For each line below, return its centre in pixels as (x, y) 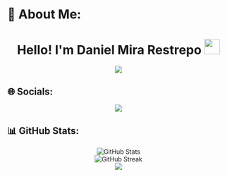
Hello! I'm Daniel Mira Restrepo (109, 50)
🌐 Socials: (30, 91)
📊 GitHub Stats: (43, 131)
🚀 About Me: (44, 14)
